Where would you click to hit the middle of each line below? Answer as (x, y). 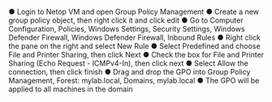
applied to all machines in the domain (71, 89)
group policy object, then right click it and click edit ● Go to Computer (126, 20)
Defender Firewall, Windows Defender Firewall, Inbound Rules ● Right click (135, 37)
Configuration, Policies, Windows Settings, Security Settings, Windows (127, 29)
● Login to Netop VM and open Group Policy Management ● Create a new (134, 12)
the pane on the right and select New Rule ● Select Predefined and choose (135, 46)
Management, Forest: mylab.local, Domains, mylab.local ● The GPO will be (134, 81)
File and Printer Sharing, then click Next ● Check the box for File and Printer (136, 55)
